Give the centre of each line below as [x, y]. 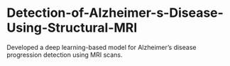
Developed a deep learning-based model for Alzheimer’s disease [102, 47]
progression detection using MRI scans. [65, 55]
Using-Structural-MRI [72, 28]
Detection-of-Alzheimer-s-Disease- [115, 13]
